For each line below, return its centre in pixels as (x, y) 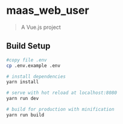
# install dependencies (36, 76)
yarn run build (25, 115)
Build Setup (28, 46)
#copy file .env (27, 60)
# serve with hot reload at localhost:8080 (62, 93)
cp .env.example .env (33, 66)
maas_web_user (48, 11)
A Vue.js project (41, 27)
